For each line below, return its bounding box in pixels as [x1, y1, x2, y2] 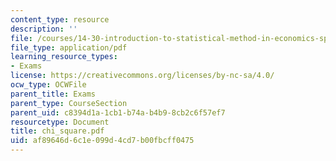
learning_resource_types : [10, 52, 118, 62]
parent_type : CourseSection [10, 98, 128, 108]
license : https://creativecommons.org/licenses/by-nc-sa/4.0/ [10, 71, 275, 81]
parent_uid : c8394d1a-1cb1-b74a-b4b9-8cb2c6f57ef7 [10, 107, 226, 118]
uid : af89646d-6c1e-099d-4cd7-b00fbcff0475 [10, 136, 195, 146]
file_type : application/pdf [10, 42, 128, 53]
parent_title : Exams [10, 89, 97, 99]
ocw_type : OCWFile [10, 80, 87, 90]
